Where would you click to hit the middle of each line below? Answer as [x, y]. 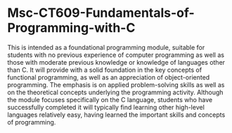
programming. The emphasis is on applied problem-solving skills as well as [116, 84]
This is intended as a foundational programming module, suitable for [106, 47]
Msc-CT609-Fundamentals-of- [101, 13]
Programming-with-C [71, 28]
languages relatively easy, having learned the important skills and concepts [116, 115]
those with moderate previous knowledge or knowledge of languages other [116, 62]
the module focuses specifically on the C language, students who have [110, 99]
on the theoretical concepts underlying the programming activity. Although [115, 92]
